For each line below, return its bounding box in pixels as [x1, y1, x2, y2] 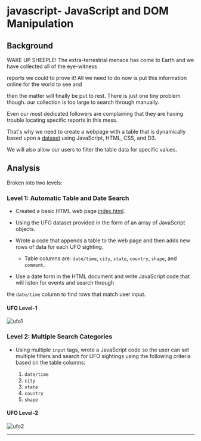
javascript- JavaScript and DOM [7, 4, 169, 18]
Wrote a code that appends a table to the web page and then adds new [15, 237, 190, 244]
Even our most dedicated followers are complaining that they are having [7, 110, 184, 117]
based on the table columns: [15, 359, 86, 366]
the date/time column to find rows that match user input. [7, 291, 146, 298]
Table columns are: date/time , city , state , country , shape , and [24, 255, 177, 262]
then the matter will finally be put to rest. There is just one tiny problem [7, 92, 181, 99]
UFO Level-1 [7, 304, 38, 312]
